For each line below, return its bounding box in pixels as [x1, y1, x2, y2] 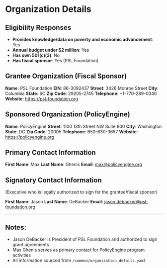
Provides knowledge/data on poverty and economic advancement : [12, 36, 154, 42]
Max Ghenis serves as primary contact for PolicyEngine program [12, 247, 145, 253]
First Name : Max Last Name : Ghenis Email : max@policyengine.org [5, 162, 143, 168]
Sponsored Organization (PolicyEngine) [5, 110, 130, 119]
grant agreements [12, 242, 49, 248]
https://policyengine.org [5, 134, 55, 140]
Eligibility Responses [5, 23, 72, 32]
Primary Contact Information [5, 148, 96, 157]
